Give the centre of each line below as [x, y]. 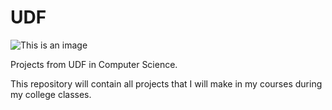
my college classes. [51, 94]
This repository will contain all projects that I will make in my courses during [166, 83]
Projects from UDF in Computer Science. [94, 64]
